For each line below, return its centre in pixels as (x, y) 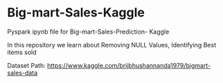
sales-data (23, 73)
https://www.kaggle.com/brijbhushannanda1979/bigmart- (129, 65)
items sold (22, 52)
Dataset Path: (27, 65)
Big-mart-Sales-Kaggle (76, 13)
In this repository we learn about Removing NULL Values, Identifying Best (112, 45)
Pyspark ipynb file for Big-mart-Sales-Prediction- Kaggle (88, 32)
